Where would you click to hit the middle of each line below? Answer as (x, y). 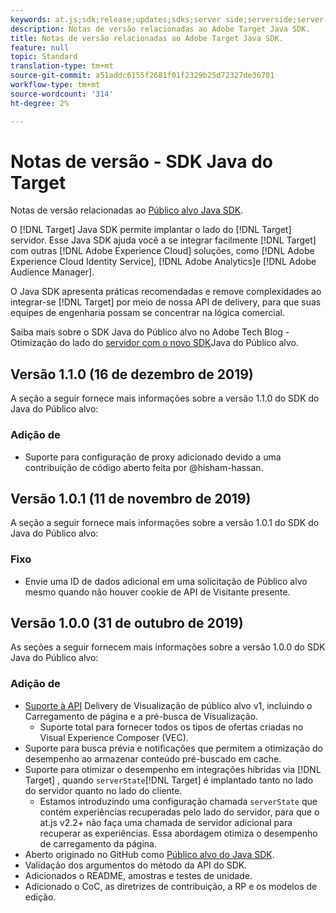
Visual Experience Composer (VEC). (114, 737)
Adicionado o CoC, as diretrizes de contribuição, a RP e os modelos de (171, 886)
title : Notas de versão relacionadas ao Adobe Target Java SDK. (147, 38)
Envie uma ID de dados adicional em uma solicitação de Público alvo (166, 581)
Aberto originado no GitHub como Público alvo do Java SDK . (149, 854)
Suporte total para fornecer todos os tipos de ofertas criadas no (171, 727)
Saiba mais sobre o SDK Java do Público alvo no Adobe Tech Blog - (150, 332)
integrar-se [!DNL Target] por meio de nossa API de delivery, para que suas (166, 302)
